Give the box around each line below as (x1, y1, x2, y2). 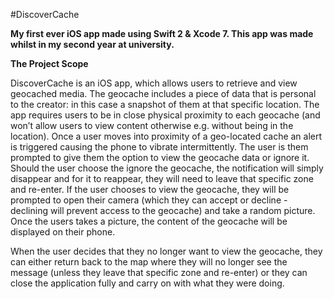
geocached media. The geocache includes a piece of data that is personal (10, 88, 317, 99)
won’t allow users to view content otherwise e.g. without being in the (10, 120, 294, 131)
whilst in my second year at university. (10, 39, 175, 50)
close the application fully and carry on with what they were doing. (10, 277, 285, 289)
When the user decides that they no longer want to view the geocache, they (10, 245, 323, 257)
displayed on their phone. (10, 226, 116, 238)
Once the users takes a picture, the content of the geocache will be (10, 215, 288, 227)
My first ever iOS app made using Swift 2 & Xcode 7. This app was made (10, 28, 314, 39)
